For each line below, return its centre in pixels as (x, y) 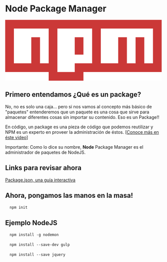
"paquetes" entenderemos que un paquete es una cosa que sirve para (77, 112)
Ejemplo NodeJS (31, 222)
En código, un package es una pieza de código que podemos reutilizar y (79, 127)
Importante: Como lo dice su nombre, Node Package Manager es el (74, 147)
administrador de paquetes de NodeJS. (45, 152)
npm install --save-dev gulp (40, 245)
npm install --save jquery (38, 255)
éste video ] (17, 137)
